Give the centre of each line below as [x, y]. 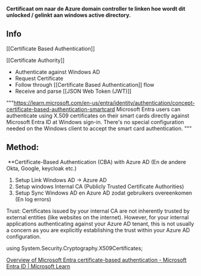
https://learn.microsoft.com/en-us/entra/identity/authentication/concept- [104, 102]
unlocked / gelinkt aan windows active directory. [69, 15]
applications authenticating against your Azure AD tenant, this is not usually [100, 224]
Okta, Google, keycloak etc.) [42, 168]
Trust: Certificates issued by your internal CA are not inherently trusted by [98, 211]
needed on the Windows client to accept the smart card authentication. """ [99, 128]
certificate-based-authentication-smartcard [61, 109]
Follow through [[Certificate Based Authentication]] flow [85, 84]
